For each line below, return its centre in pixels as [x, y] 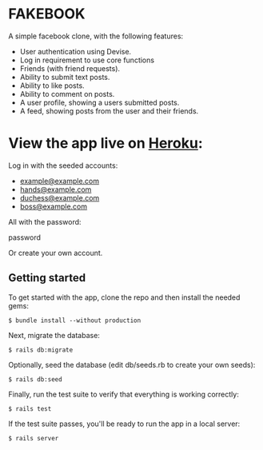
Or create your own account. [56, 253]
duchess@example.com [60, 197]
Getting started [47, 278]
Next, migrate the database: [54, 335]
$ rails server [34, 438]
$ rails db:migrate [41, 350]
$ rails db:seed [35, 379]
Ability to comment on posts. [67, 94]
